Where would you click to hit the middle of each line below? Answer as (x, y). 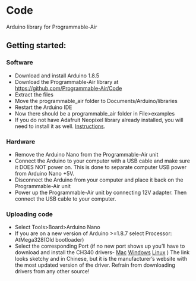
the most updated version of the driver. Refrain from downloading (95, 265)
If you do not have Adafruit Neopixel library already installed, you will (99, 120)
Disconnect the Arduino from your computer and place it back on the (99, 180)
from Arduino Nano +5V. (45, 173)
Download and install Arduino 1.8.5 (57, 76)
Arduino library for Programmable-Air (52, 27)
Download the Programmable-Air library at (67, 82)
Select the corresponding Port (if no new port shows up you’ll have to (100, 246)
